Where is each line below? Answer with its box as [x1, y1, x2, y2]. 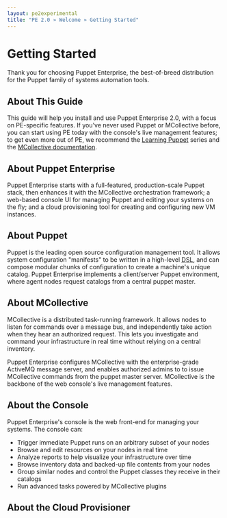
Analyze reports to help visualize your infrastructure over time [16, 453, 191, 461]
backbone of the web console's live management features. [7, 380, 173, 388]
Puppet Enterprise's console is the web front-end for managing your [7, 417, 200, 425]
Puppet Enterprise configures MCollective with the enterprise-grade [7, 358, 200, 366]
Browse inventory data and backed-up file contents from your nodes [16, 460, 211, 468]
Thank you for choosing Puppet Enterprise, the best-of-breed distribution [7, 69, 214, 77]
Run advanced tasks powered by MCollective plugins [16, 482, 167, 490]
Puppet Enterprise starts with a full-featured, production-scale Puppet [7, 181, 205, 189]
